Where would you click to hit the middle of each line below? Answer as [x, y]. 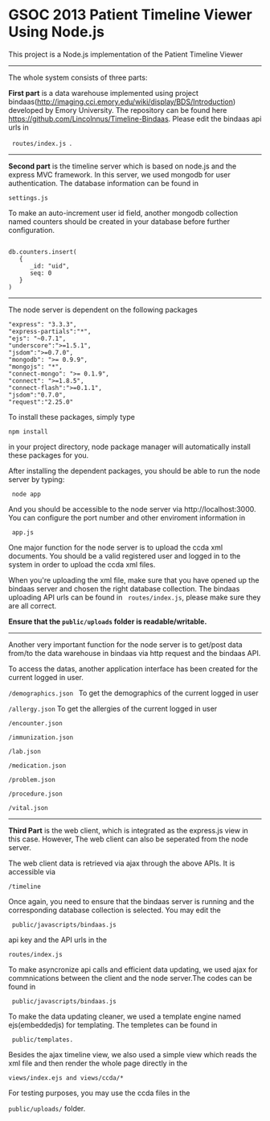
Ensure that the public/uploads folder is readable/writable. [108, 621]
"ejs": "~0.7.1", [37, 338]
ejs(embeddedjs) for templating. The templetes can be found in [113, 1024]
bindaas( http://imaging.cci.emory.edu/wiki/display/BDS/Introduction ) [122, 102]
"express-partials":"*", [50, 331]
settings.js [28, 198]
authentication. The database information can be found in [104, 183]
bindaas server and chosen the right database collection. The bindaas [124, 588]
